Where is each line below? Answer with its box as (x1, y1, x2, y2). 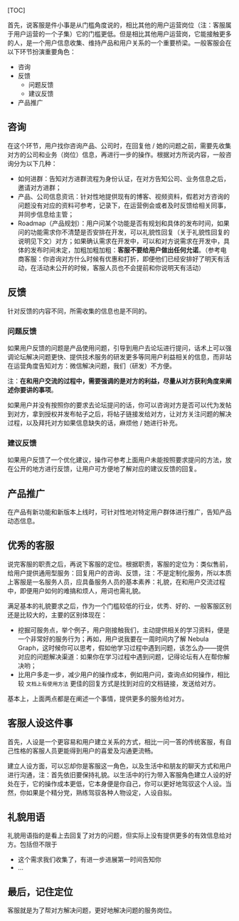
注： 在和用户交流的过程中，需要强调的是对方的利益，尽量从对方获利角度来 (7, 376, 225, 385)
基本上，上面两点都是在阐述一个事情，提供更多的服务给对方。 (7, 694, 188, 703)
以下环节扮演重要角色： (7, 48, 76, 56)
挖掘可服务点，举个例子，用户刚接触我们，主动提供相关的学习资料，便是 (17, 625, 230, 634)
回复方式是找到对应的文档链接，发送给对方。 (88, 679, 220, 687)
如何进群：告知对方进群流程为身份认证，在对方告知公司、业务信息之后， (17, 174, 230, 182)
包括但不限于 (19, 840, 58, 849)
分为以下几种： (13, 159, 58, 168)
